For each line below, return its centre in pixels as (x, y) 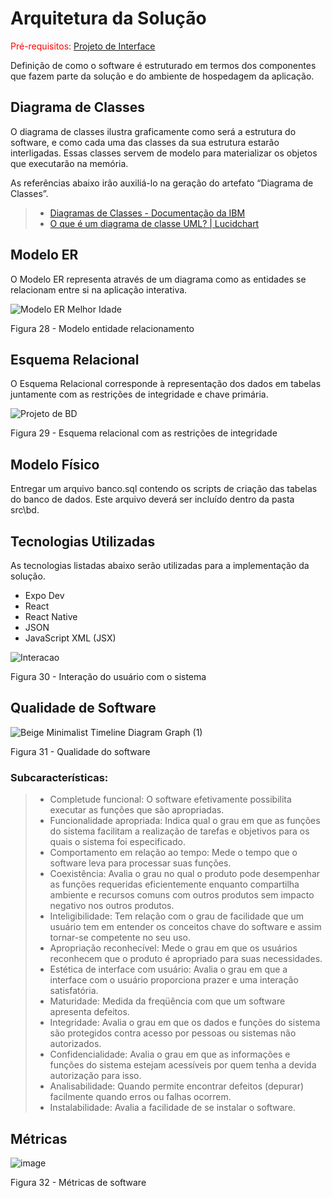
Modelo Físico (55, 464)
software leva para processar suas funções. (140, 863)
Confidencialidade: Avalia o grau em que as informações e (170, 1054)
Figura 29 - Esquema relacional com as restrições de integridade (144, 433)
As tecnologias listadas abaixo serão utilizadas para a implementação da (160, 565)
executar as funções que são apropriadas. (137, 810)
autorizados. (75, 1044)
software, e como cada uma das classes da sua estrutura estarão (145, 142)
